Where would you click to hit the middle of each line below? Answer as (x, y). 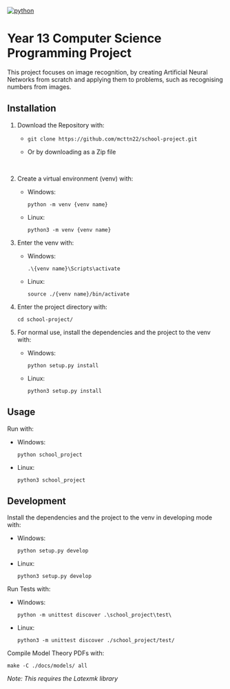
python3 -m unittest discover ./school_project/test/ (96, 641)
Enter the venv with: (45, 243)
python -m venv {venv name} (67, 204)
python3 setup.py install (64, 391)
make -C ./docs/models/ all (48, 666)
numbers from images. (39, 87)
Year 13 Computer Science (84, 39)
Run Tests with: (29, 589)
